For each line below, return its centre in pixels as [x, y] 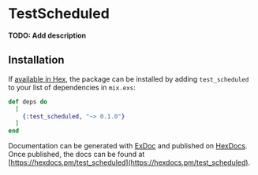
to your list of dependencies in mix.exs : [72, 87]
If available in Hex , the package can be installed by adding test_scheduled [129, 78]
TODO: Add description [47, 35]
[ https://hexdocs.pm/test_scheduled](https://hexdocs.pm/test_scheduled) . [129, 162]
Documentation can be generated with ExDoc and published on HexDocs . [128, 146]
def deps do [28, 102]
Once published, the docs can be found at [77, 155]
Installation [36, 60]
